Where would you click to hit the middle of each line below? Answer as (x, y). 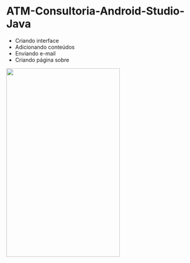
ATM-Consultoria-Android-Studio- (96, 11)
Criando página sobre (42, 60)
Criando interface (37, 40)
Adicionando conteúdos (45, 47)
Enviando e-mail (35, 53)
